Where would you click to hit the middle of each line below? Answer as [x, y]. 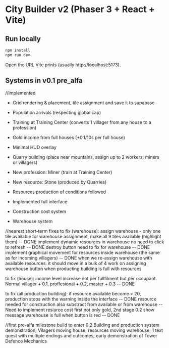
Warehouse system [33, 221]
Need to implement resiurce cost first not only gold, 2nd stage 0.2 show [80, 310]
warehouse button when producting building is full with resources [73, 269]
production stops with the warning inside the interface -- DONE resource [81, 299]
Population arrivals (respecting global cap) [57, 112]
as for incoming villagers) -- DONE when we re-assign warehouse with [79, 258]
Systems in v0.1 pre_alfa [44, 81]
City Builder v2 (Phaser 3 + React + [80, 9]
